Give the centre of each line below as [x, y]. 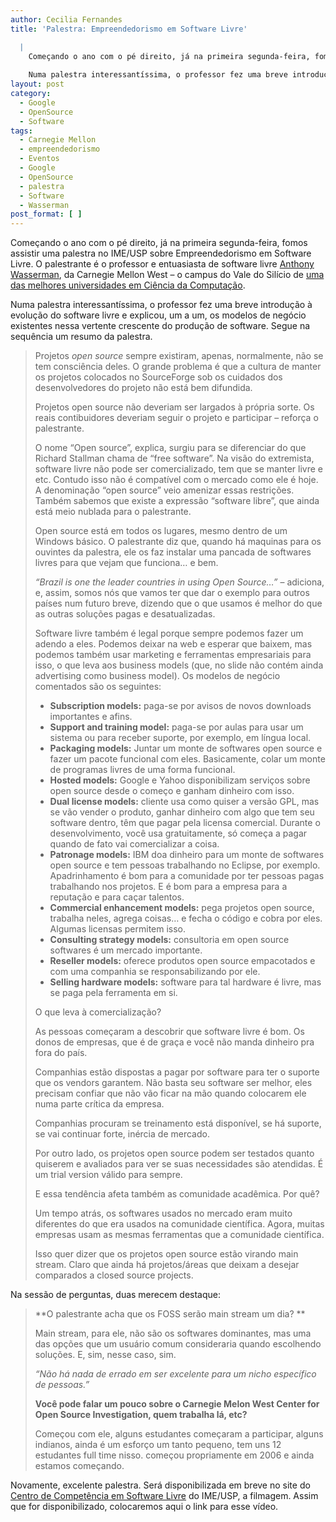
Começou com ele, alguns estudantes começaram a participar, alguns [179, 1434]
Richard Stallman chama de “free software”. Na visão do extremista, [174, 458]
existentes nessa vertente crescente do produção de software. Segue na [160, 326]
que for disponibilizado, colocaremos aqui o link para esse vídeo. [144, 1507]
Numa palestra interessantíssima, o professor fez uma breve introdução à [161, 305]
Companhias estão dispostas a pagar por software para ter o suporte [177, 1072]
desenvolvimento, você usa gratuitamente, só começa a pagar [178, 833]
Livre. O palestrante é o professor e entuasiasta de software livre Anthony [162, 264]
